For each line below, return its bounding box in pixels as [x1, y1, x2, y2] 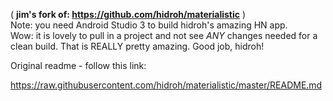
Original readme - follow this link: [10, 60, 147, 71]
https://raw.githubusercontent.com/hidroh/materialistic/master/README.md [10, 79, 323, 91]
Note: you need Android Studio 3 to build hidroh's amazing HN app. [10, 19, 288, 31]
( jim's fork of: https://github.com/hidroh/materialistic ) [10, 9, 247, 20]
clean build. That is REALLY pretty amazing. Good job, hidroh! [10, 40, 265, 52]
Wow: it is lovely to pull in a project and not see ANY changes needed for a [10, 30, 318, 41]
